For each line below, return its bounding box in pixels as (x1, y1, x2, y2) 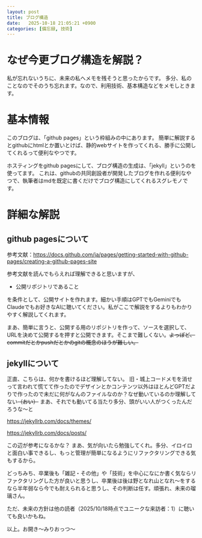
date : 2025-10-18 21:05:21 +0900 (7, 20, 96, 26)
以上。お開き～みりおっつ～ (7, 525, 76, 533)
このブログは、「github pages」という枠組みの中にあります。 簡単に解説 (7, 134, 185, 142)
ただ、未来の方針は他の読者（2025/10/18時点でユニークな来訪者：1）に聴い (7, 505, 195, 512)
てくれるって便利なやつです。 (7, 149, 80, 157)
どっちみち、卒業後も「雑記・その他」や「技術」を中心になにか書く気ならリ (7, 469, 197, 476)
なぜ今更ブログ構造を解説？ (7, 54, 144, 67)
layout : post (7, 8, 40, 15)
